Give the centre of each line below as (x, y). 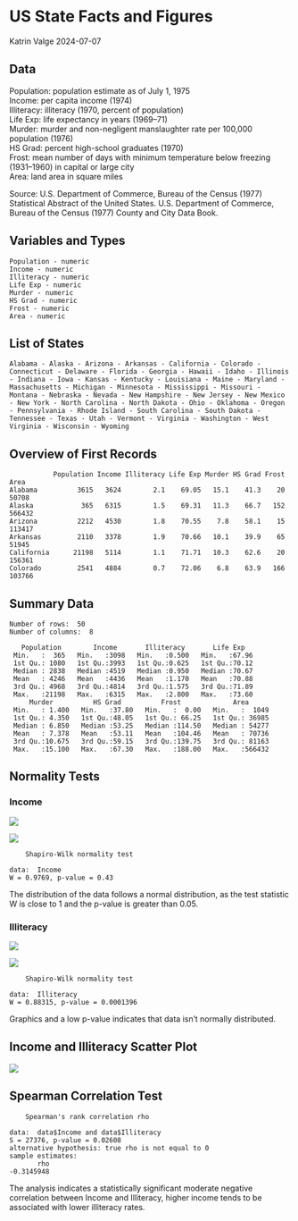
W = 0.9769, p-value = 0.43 (62, 878)
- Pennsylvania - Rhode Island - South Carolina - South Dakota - (135, 411)
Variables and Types (67, 241)
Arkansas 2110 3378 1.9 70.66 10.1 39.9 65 (147, 537)
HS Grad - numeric (43, 300)
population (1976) (41, 138)
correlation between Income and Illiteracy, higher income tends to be (136, 1197)
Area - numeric (37, 316)
